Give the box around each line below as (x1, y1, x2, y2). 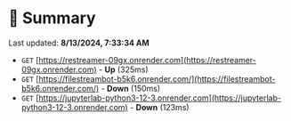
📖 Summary (8, 8, 96, 28)
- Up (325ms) (98, 64, 149, 75)
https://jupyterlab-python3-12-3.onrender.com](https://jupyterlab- (38, 93, 282, 103)
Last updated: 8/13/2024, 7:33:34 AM (8, 37, 150, 48)
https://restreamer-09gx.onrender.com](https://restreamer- (38, 54, 257, 65)
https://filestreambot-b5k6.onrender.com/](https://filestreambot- (38, 73, 276, 84)
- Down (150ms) (101, 83, 161, 93)
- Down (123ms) (129, 101, 190, 112)
